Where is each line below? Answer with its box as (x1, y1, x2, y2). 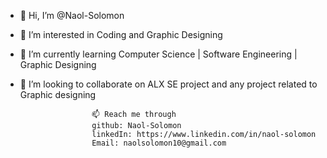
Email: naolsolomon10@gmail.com (91, 138, 227, 148)
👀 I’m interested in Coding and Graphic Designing (19, 29, 223, 40)
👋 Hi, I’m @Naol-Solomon (19, 10, 125, 21)
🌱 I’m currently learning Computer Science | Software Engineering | (19, 48, 298, 60)
